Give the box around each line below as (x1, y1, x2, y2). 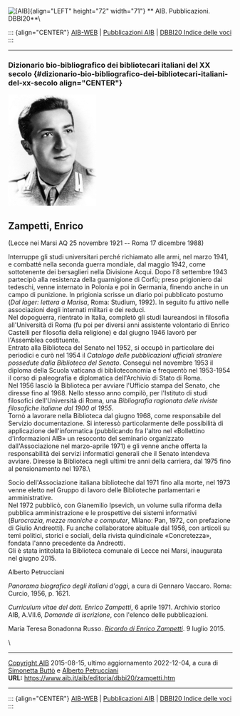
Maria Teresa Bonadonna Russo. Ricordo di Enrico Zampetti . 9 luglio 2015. (8, 624, 226, 633)
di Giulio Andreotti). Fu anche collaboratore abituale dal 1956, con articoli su (8, 524, 230, 532)
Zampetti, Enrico (8, 219, 84, 232)
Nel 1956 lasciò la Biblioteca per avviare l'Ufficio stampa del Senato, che (8, 381, 220, 390)
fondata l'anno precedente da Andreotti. (8, 539, 126, 548)
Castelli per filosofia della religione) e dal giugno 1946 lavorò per (8, 328, 197, 337)
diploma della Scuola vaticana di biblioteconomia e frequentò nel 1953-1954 (8, 366, 231, 375)
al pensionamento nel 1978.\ (8, 465, 90, 473)
